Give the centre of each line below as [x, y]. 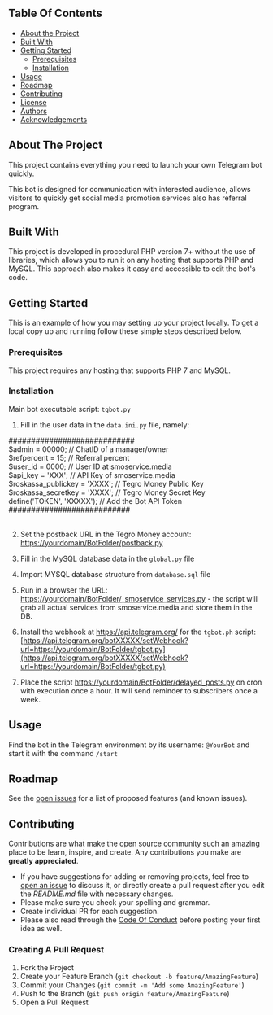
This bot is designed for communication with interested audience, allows [130, 189]
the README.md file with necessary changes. [97, 894]
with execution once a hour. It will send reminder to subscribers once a [139, 690]
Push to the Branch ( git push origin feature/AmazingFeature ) [125, 993]
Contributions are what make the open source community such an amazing [134, 844]
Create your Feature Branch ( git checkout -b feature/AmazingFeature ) [139, 976]
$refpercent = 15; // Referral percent [69, 457]
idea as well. [41, 929]
